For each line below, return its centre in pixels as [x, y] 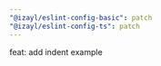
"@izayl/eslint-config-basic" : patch [81, 18]
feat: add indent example [56, 52]
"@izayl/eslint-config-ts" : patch [75, 26]
